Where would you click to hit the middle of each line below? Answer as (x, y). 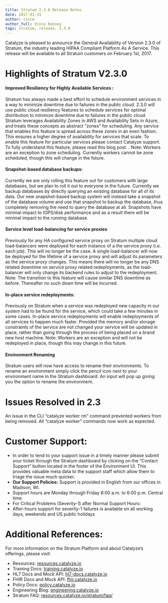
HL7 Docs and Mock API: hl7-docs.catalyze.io (60, 574)
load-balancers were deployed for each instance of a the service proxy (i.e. (83, 246)
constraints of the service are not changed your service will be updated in (81, 327)
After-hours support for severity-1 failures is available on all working (82, 509)
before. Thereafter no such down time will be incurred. (61, 283)
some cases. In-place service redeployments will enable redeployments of (82, 316)
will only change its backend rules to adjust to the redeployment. (91, 272)
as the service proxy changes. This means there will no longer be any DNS (82, 262)
